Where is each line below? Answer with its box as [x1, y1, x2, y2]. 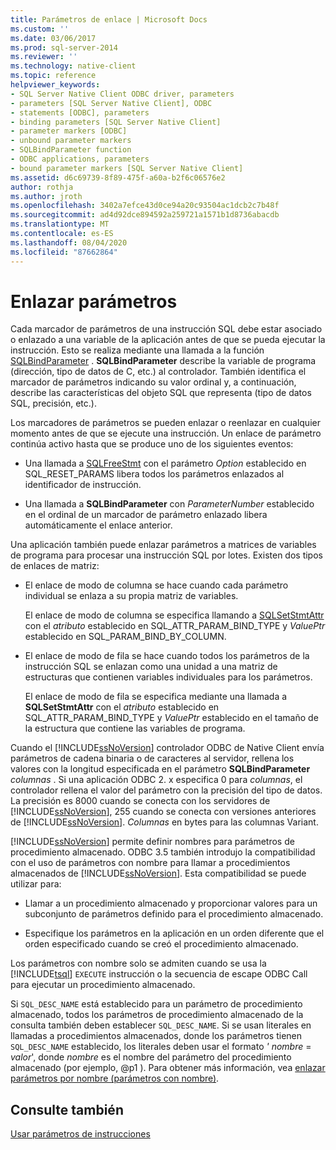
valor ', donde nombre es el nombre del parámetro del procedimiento [10, 1051, 292, 1063]
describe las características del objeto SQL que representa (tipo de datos [10, 387, 312, 399]
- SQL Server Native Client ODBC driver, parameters [10, 89, 235, 99]
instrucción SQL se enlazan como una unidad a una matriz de [24, 661, 278, 673]
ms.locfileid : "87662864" [10, 247, 118, 257]
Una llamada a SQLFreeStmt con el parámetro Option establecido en [24, 457, 307, 470]
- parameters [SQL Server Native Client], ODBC [10, 98, 213, 108]
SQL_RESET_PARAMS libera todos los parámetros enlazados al [24, 468, 285, 480]
